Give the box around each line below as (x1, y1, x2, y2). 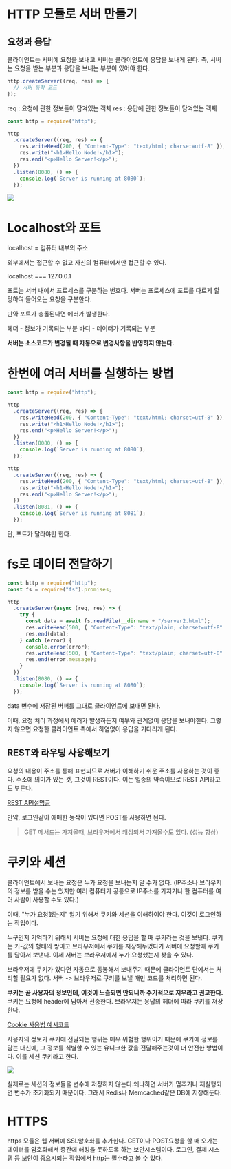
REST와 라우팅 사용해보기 (7, 747, 110, 759)
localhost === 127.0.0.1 (7, 272, 71, 281)
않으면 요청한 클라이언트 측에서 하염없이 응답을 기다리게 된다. (14, 724, 178, 733)
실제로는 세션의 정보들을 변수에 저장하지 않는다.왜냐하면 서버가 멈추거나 (7, 1080, 198, 1088)
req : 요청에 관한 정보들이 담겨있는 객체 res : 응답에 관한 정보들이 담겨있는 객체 (7, 104, 218, 112)
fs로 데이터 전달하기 (7, 556, 113, 572)
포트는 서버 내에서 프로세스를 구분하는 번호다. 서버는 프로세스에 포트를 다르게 (7, 287, 213, 295)
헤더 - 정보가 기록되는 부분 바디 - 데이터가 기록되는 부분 (7, 325, 156, 333)
